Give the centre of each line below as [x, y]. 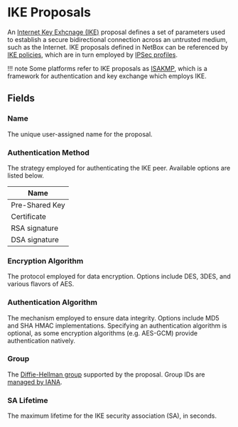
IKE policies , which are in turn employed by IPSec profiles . [92, 55]
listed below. [26, 175]
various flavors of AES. [41, 284]
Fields [21, 98]
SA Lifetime [28, 400]
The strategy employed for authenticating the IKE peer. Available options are [119, 168]
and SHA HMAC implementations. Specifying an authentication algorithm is [117, 325]
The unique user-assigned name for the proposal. [80, 134]
